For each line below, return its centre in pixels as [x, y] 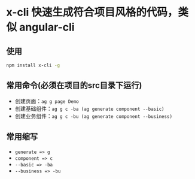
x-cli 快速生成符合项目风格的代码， [92, 12]
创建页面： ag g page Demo [47, 101]
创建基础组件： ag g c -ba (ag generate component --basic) [89, 108]
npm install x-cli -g [33, 65]
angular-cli [47, 27]
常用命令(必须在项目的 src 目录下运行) [74, 85]
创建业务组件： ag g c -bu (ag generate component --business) [93, 116]
